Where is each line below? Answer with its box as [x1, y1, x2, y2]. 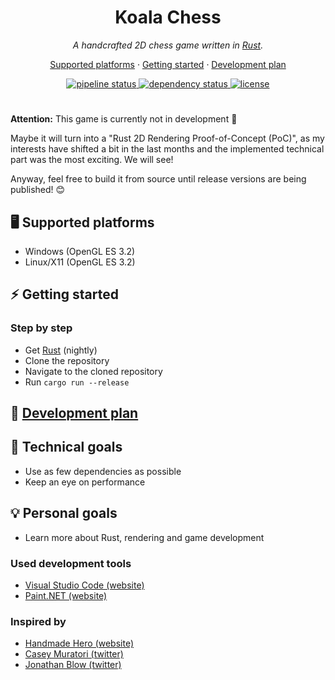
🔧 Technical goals [10, 439, 123, 456]
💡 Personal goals [10, 505, 118, 522]
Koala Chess [114, 6, 222, 29]
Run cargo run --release [24, 376, 130, 388]
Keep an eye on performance [24, 476, 146, 488]
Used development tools [10, 556, 132, 570]
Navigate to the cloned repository [24, 365, 163, 377]
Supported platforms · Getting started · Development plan [49, 58, 287, 70]
